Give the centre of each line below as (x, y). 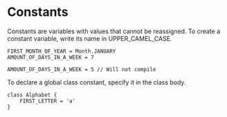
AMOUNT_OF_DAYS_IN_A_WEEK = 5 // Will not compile (82, 69)
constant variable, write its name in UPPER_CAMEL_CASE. (90, 38)
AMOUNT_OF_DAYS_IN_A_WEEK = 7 (51, 57)
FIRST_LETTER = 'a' (48, 101)
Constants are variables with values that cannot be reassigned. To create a (114, 31)
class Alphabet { (32, 95)
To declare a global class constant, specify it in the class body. (97, 82)
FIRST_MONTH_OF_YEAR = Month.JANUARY (62, 51)
